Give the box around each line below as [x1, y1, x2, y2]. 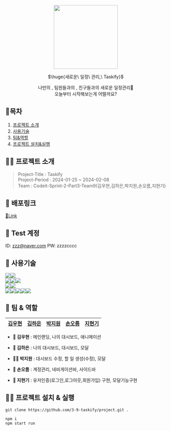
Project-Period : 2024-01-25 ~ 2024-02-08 [17, 176, 110, 183]
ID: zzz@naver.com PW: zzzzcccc [5, 243, 77, 249]
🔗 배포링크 [5, 199, 37, 208]
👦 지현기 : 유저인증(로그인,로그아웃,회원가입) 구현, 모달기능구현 [12, 377, 138, 383]
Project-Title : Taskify [17, 171, 63, 177]
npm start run [5, 421, 36, 426]
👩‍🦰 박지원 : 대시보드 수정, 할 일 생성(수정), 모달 [12, 355, 106, 362]
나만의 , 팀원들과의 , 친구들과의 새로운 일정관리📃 [38, 85, 134, 90]
